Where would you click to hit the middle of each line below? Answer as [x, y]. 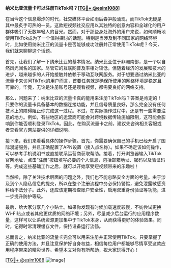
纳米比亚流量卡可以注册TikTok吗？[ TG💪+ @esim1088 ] [63, 8]
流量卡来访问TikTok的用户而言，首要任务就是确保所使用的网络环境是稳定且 [83, 81]
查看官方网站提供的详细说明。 [41, 130]
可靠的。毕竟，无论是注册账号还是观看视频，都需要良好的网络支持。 [77, 87]
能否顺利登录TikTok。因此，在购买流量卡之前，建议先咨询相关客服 [88, 124]
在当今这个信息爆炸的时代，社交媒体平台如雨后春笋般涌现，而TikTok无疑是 [83, 19]
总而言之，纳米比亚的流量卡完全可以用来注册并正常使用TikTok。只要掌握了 [83, 237]
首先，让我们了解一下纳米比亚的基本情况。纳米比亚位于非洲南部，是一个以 [83, 62]
